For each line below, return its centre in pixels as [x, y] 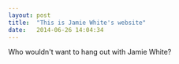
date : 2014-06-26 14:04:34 [56, 30]
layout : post [30, 15]
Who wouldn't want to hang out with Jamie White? [90, 52]
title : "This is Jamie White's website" [77, 23]
